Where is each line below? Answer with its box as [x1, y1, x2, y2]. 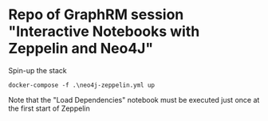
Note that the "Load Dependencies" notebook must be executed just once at [8, 95, 260, 104]
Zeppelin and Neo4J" [8, 40, 154, 57]
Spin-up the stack [8, 65, 67, 75]
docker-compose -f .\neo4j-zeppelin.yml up [8, 81, 156, 89]
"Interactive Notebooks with [8, 22, 200, 41]
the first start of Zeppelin [8, 103, 90, 113]
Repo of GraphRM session [8, 6, 184, 24]
